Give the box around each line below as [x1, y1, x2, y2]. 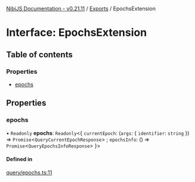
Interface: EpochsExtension [6, 26, 147, 39]
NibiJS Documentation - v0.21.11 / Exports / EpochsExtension [6, 5, 156, 12]
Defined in [6, 156, 33, 163]
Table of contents [6, 49, 73, 59]
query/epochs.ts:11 [6, 169, 52, 176]
